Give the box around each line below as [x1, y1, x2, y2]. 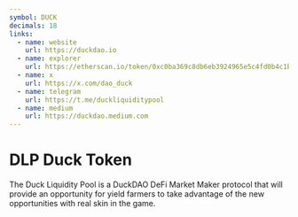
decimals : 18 [9, 21, 58, 30]
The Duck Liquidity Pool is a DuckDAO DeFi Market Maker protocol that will [9, 179, 284, 190]
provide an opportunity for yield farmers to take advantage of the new [9, 189, 264, 199]
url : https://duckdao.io [25, 46, 117, 55]
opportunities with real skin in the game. [9, 198, 156, 209]
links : [9, 29, 34, 38]
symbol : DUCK [9, 12, 58, 22]
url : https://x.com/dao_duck [25, 79, 133, 88]
